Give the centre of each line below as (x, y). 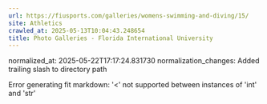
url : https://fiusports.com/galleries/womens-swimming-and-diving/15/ (129, 16)
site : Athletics (35, 23)
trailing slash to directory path (58, 70)
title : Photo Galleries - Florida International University (111, 38)
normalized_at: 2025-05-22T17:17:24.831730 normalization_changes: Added (134, 61)
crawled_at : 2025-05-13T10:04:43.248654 (77, 30)
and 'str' (22, 94)
